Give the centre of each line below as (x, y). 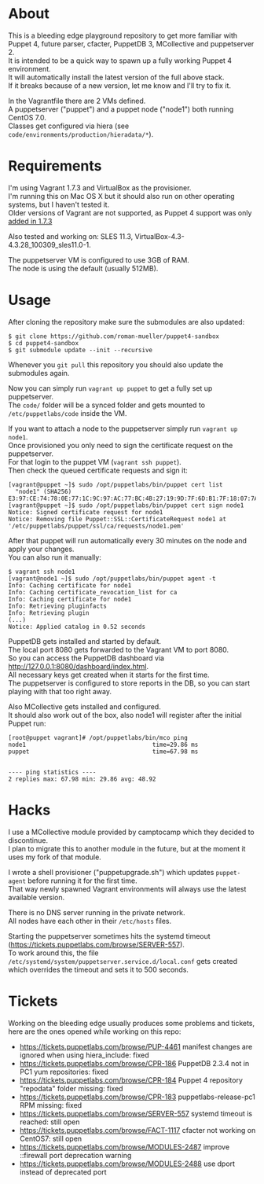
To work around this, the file (54, 953)
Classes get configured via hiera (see (69, 126)
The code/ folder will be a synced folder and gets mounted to (107, 405)
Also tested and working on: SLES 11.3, (71, 236)
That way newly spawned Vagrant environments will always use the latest (127, 888)
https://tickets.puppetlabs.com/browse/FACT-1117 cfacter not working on (137, 1130)
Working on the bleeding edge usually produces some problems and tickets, (132, 1023)
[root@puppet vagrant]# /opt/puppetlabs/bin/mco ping (98, 737)
